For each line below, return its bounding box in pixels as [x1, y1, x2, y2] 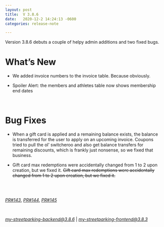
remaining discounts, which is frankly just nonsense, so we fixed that [12, 147, 154, 153]
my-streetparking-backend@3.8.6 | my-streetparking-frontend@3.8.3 [5, 217, 148, 223]
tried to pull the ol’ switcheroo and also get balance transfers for [12, 142, 144, 148]
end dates [12, 88, 33, 94]
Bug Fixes [5, 115, 47, 126]
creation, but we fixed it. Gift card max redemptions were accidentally [12, 167, 155, 173]
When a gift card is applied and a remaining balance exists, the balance [12, 131, 159, 137]
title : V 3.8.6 [5, 12, 39, 17]
